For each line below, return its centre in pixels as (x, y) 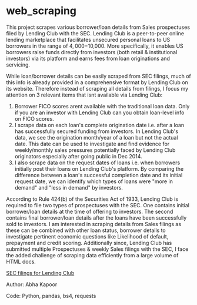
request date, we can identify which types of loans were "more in (94, 181)
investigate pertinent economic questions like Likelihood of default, (87, 236)
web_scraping (41, 11)
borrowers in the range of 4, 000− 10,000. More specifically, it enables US (95, 46)
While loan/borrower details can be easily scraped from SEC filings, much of (98, 76)
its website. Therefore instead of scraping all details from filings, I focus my (97, 88)
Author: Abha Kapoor (32, 284)
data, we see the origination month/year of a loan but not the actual (96, 137)
